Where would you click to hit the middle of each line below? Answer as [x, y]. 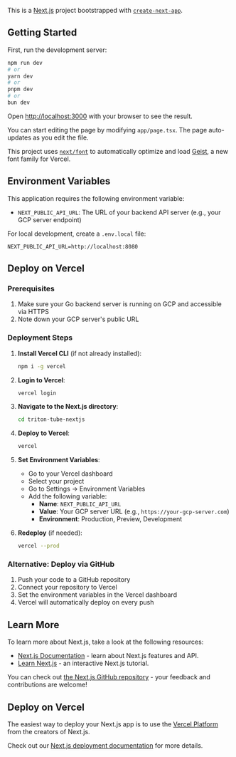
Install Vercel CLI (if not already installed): [80, 353]
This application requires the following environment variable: [96, 198]
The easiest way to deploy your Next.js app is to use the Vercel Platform [113, 724]
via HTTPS [33, 312]
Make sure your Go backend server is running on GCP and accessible [119, 304]
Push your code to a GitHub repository [74, 580]
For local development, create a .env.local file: [77, 234]
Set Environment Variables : [59, 460]
